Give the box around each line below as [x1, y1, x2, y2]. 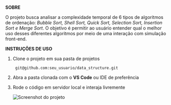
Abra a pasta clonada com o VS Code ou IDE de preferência [12, 74, 139, 81]
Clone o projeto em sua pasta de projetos [12, 56, 100, 62]
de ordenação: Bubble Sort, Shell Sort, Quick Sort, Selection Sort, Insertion [5, 20, 162, 25]
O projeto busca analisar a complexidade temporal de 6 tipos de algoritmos [5, 14, 163, 20]
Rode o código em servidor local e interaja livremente [12, 84, 126, 90]
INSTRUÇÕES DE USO [5, 46, 53, 51]
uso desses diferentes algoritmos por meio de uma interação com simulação [5, 31, 166, 36]
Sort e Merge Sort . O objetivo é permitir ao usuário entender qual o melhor [5, 25, 162, 31]
